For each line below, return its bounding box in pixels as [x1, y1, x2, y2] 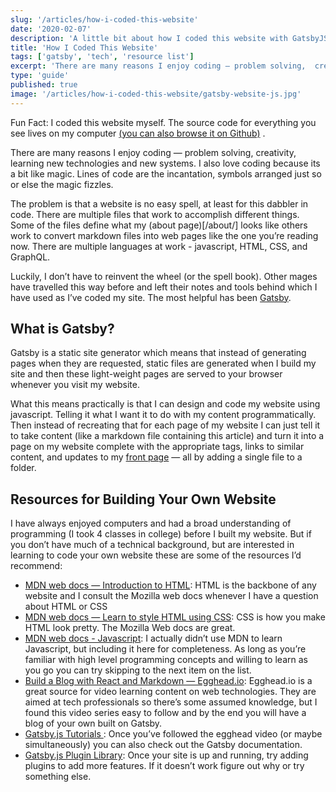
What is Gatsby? [10, 321, 115, 338]
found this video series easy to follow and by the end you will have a [24, 707, 307, 719]
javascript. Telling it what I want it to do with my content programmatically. [10, 409, 317, 421]
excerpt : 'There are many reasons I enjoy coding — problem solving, [10, 61, 307, 71]
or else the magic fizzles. [10, 178, 114, 190]
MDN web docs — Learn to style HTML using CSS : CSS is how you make [24, 611, 326, 623]
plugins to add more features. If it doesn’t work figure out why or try [24, 760, 305, 772]
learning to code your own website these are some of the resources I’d [10, 549, 302, 561]
